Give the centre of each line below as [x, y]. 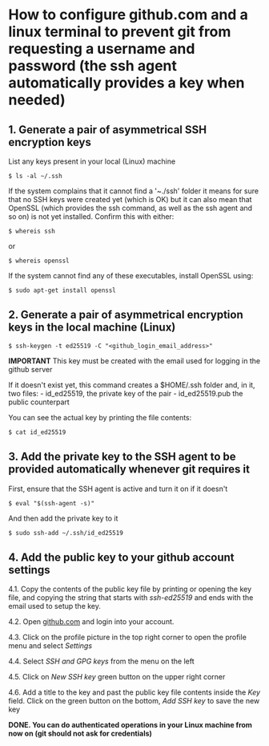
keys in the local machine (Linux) [92, 328]
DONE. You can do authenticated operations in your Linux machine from [130, 725]
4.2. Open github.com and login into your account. [91, 622]
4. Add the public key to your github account [121, 558]
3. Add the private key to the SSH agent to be [122, 457]
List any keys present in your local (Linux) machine [92, 161]
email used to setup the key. [55, 606]
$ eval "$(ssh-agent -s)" [51, 503]
